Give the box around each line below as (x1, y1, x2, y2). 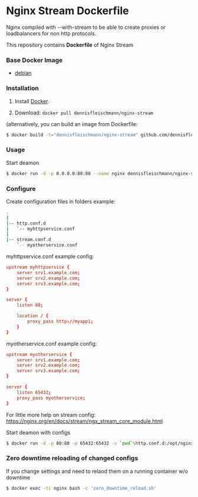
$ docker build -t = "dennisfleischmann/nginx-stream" (6, 131, 138, 138)
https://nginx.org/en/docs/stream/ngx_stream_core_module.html (6, 417, 163, 424)
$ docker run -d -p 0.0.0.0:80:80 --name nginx (6, 170, 126, 176)
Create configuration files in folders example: (6, 198, 116, 205)
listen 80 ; (16, 302, 44, 308)
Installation (6, 84, 39, 93)
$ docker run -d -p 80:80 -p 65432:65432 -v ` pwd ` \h (6, 440, 138, 446)
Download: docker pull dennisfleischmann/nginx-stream (14, 109, 153, 116)
